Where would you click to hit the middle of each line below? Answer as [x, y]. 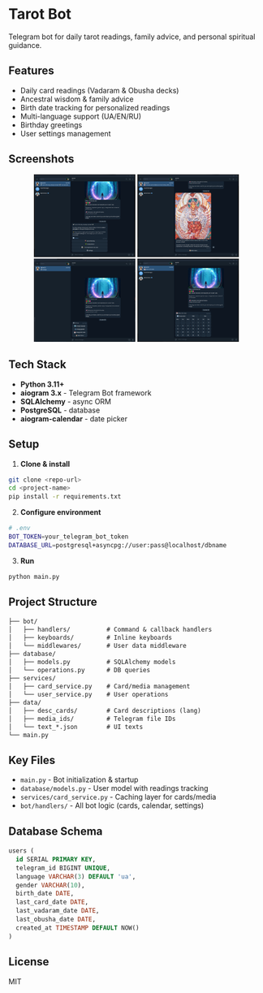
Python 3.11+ [42, 384]
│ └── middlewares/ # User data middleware [97, 646]
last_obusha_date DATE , [56, 920]
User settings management [65, 133]
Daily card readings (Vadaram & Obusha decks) [99, 90]
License [29, 962]
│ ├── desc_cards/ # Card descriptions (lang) [105, 711]
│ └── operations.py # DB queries [80, 671]
